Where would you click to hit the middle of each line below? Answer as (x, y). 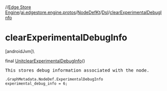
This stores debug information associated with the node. (77, 70)
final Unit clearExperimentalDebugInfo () (45, 61)
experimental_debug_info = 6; (37, 84)
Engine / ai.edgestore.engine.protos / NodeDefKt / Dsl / (58, 12)
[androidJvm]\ (20, 51)
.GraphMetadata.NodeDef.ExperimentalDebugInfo (54, 79)
